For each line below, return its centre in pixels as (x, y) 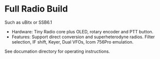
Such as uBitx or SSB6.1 (28, 22)
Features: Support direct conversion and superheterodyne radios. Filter (83, 37)
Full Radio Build (36, 9)
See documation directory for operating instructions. (57, 51)
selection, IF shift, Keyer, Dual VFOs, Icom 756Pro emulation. (72, 42)
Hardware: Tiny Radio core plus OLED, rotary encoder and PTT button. (82, 31)
